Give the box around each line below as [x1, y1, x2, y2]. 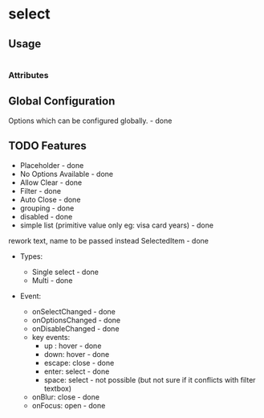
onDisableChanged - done [31, 323, 120, 334]
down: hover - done [43, 349, 110, 359]
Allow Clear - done [19, 178, 83, 187]
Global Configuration [8, 94, 116, 109]
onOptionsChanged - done [31, 315, 121, 325]
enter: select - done [43, 367, 110, 376]
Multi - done [31, 275, 73, 285]
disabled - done [19, 211, 73, 221]
